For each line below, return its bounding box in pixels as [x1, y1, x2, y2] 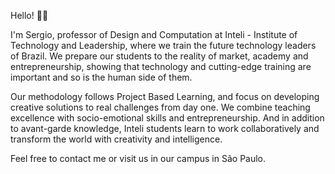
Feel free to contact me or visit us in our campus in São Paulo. [10, 153, 267, 164]
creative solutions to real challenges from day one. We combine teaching [10, 101, 311, 113]
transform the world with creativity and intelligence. [10, 133, 223, 145]
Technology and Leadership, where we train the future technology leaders [10, 40, 317, 51]
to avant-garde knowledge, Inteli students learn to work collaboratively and [10, 123, 320, 134]
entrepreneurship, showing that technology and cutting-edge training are [10, 61, 312, 72]
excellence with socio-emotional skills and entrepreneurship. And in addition [10, 112, 325, 124]
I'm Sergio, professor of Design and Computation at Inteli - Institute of [10, 29, 298, 40]
